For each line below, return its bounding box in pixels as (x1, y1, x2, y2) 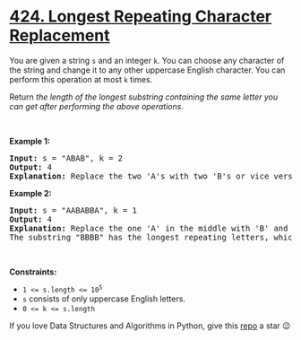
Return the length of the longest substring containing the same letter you (9, 92, 279, 102)
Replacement (9, 25, 110, 46)
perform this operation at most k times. (9, 74, 153, 84)
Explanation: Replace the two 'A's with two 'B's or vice (9, 170, 270, 181)
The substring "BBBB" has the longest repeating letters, (9, 231, 270, 242)
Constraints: (9, 266, 57, 277)
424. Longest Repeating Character (9, 6, 272, 27)
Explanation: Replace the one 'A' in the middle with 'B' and (9, 222, 288, 233)
